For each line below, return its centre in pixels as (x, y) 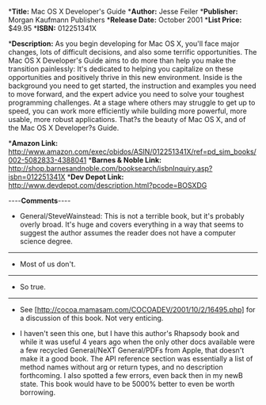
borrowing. (38, 392)
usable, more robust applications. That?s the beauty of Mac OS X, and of (127, 119)
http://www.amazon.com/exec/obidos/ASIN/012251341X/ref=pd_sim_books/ (133, 151)
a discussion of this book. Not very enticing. (91, 318)
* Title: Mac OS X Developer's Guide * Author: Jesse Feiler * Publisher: (123, 11)
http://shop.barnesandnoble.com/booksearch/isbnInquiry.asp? (110, 168)
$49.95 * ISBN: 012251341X (53, 28)
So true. (32, 287)
